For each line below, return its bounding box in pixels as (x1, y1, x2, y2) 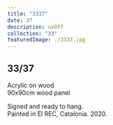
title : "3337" (7, 10, 49, 18)
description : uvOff (7, 23, 64, 30)
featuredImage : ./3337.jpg (7, 37, 86, 44)
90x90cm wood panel (7, 88, 70, 97)
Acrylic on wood (7, 81, 54, 89)
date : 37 (7, 17, 33, 24)
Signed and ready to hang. (7, 102, 84, 110)
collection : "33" (7, 29, 58, 37)
